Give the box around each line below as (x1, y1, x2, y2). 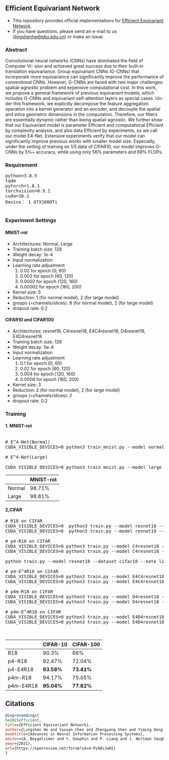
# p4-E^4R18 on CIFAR (5, 568, 59, 575)
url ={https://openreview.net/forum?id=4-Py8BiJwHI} (5, 746, 116, 751)
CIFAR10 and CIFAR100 (5, 317, 54, 323)
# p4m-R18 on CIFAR (5, 589, 53, 595)
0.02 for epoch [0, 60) (20, 267, 66, 273)
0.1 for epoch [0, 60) (20, 360, 62, 366)
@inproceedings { (5, 712, 39, 718)
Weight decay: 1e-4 (12, 251, 53, 257)
